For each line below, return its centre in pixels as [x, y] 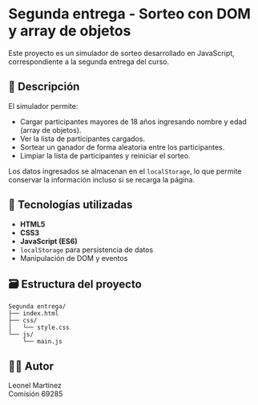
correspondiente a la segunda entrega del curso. [89, 62]
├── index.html [34, 314]
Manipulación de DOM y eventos [74, 258]
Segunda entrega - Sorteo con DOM [129, 14]
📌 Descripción [44, 87]
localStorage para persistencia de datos [87, 250]
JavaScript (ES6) [48, 241]
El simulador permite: [43, 106]
